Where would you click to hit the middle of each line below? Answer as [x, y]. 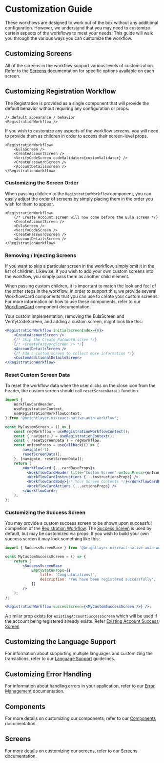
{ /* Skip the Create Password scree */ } [55, 339]
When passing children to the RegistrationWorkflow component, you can [78, 193]
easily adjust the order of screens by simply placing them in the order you [79, 199]
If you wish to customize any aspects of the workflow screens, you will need [82, 130]
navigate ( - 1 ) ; [37, 450]
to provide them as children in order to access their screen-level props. [76, 136]
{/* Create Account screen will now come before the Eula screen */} [86, 217]
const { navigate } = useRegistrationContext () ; [64, 436]
